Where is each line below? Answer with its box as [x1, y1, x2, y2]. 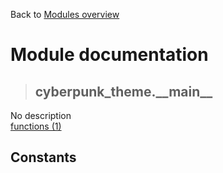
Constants [10, 149, 77, 166]
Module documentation [10, 44, 209, 66]
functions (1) [10, 120, 62, 132]
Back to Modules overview [10, 9, 120, 20]
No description [10, 110, 72, 121]
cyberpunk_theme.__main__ [34, 83, 213, 100]
